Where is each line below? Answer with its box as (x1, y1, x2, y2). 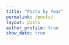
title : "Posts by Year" (6, 8, 64, 15)
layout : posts (6, 19, 41, 25)
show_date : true (6, 30, 46, 36)
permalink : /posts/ (6, 14, 54, 20)
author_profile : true (6, 25, 59, 31)
